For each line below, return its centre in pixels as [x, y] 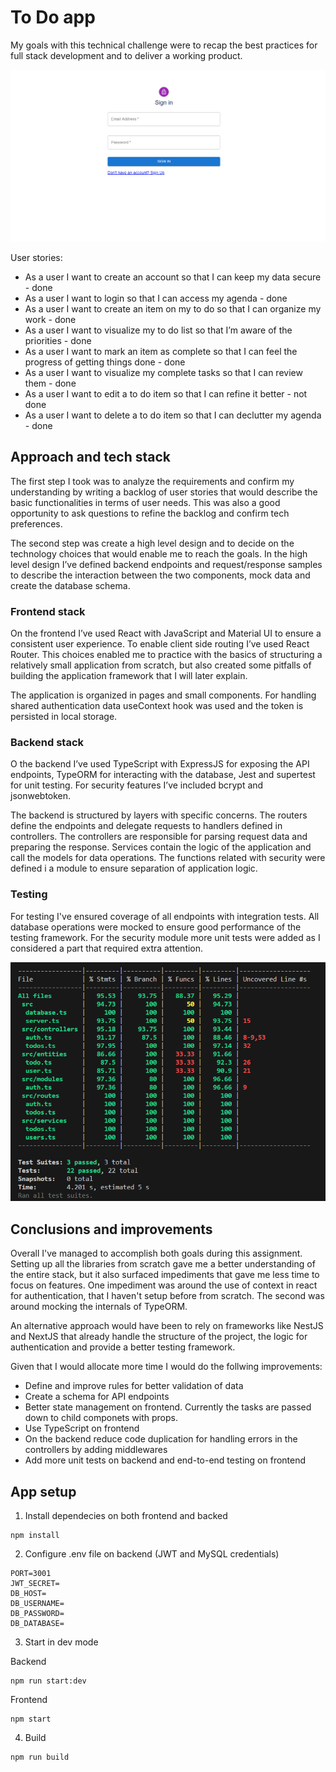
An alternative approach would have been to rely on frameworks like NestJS [167, 1326]
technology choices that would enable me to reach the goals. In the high [159, 553]
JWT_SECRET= [35, 1584]
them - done [50, 383]
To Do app [53, 17]
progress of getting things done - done [105, 362]
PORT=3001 [31, 1574]
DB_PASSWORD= [37, 1614]
